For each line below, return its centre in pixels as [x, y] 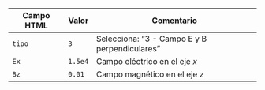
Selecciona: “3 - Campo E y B [151, 39]
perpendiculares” [128, 49]
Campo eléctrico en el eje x [146, 61]
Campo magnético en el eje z [150, 74]
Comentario [175, 21]
